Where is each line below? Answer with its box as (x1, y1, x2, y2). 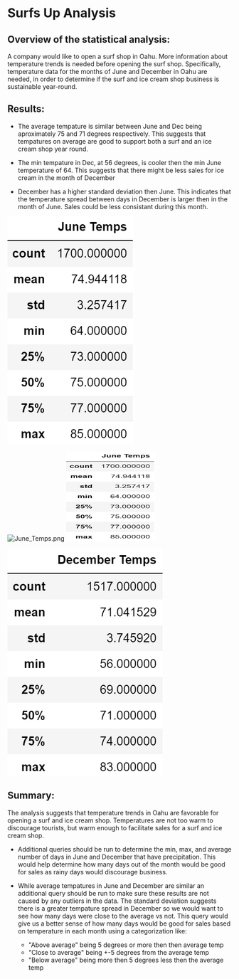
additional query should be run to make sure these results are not (17, 889, 210, 897)
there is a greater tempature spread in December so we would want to (17, 904, 224, 912)
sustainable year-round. (7, 83, 78, 90)
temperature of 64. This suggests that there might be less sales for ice (17, 166, 224, 174)
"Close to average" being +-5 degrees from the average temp (28, 948, 210, 956)
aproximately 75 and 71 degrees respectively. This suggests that (17, 129, 206, 138)
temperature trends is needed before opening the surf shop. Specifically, (7, 60, 221, 68)
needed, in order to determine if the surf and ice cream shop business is (7, 75, 219, 83)
